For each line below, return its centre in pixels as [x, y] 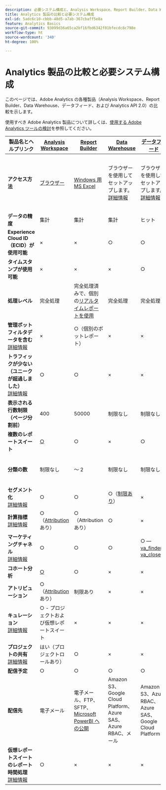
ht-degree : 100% [22, 42]
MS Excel [85, 186]
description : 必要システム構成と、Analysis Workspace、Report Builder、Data [81, 10]
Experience [21, 232]
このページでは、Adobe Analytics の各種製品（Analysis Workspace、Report [82, 99]
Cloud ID [18, 238]
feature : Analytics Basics [33, 23]
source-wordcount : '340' [31, 38]
